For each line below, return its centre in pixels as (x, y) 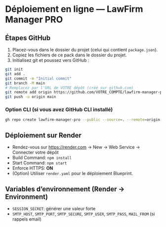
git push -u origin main (31, 97)
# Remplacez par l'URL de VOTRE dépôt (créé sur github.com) (69, 88)
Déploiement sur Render (43, 135)
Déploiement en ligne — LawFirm (74, 9)
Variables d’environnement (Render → (65, 189)
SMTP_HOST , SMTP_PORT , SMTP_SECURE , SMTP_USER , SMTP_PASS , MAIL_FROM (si (83, 214)
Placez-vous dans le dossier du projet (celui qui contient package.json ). (85, 50)
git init (14, 69)
